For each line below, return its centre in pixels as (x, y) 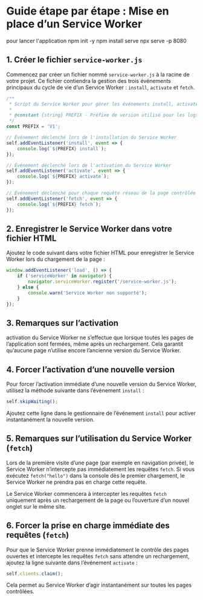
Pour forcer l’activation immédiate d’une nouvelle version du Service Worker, (101, 384)
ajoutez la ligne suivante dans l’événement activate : (72, 562)
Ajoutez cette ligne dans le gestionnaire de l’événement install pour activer (101, 413)
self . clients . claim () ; (35, 573)
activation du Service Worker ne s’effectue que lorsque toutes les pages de (100, 338)
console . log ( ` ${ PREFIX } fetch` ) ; (59, 204)
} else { (28, 287)
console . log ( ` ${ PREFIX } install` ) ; (62, 149)
